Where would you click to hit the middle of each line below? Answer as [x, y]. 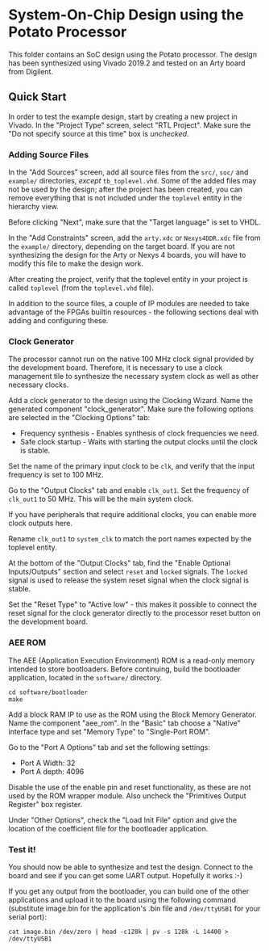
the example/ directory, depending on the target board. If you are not [122, 246]
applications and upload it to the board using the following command [122, 899]
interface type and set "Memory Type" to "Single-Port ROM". [110, 731]
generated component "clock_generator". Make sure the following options [131, 409]
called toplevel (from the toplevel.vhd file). [81, 288]
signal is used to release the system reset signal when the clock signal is [129, 580]
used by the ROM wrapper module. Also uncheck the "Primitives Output [128, 795]
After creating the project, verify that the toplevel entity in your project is [128, 280]
